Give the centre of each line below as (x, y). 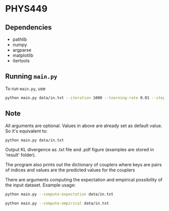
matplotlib (23, 55)
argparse (22, 50)
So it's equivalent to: (26, 131)
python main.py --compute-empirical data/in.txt (57, 203)
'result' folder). (21, 155)
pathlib (20, 39)
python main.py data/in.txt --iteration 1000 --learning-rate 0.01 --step (85, 98)
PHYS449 (26, 9)
